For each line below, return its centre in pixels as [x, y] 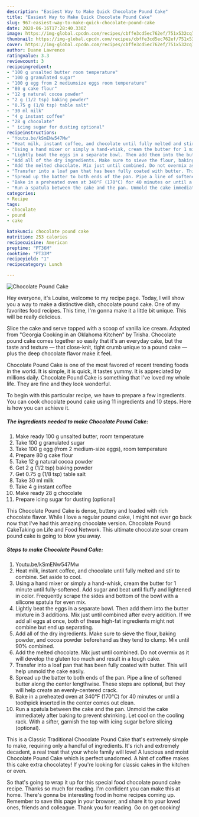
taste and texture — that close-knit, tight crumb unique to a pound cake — [97, 347]
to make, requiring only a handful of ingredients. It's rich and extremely [93, 745]
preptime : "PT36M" [29, 248]
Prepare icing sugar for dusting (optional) [65, 499]
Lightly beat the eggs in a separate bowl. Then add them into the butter [102, 608]
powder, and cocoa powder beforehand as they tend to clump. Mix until [102, 639]
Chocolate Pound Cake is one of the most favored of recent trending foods [97, 365]
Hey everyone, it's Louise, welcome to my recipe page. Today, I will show [96, 298]
